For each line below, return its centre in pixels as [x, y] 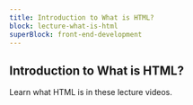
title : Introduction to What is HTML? [82, 17]
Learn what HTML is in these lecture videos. [91, 92]
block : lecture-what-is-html [64, 26]
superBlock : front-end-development [76, 34]
